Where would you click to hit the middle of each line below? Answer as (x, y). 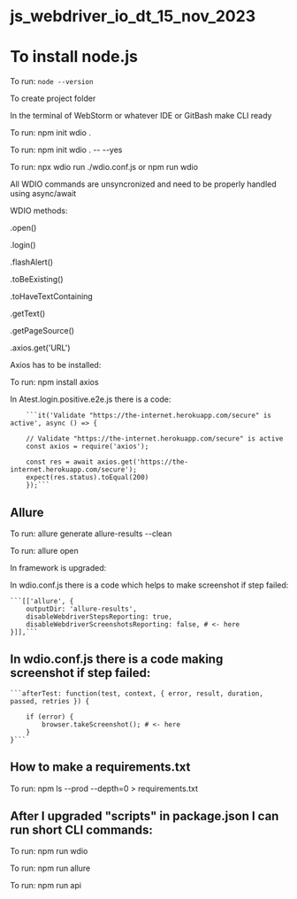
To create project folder (53, 98)
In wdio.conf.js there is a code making (117, 660)
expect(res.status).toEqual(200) (88, 478)
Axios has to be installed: (56, 365)
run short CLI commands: (82, 830)
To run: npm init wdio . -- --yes (66, 150)
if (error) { (50, 717)
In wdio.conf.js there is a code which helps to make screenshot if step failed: (149, 585)
